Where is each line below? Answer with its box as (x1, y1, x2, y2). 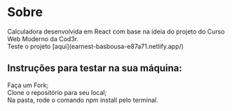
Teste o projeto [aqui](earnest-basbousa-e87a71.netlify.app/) (7, 42, 184, 50)
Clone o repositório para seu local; (7, 88, 107, 96)
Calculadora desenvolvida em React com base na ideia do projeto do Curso (7, 27, 226, 36)
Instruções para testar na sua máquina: (7, 62, 182, 74)
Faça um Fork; (7, 81, 49, 89)
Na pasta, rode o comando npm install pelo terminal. (7, 96, 159, 104)
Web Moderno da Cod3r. (7, 34, 79, 43)
